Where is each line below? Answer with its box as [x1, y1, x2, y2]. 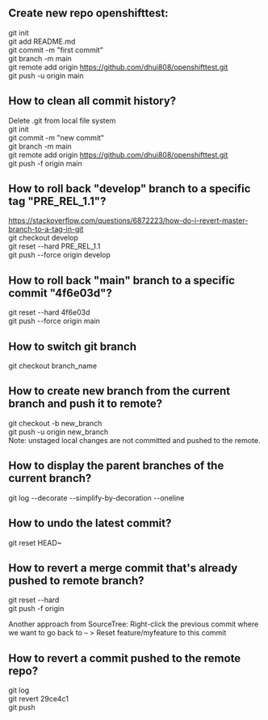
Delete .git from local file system [8, 115, 116, 125]
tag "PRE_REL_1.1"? [8, 195, 107, 208]
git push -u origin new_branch [8, 427, 109, 437]
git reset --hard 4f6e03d [8, 308, 90, 317]
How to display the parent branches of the [8, 459, 224, 473]
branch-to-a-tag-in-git [8, 224, 84, 234]
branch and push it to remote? [8, 397, 163, 411]
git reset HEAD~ [8, 538, 62, 547]
